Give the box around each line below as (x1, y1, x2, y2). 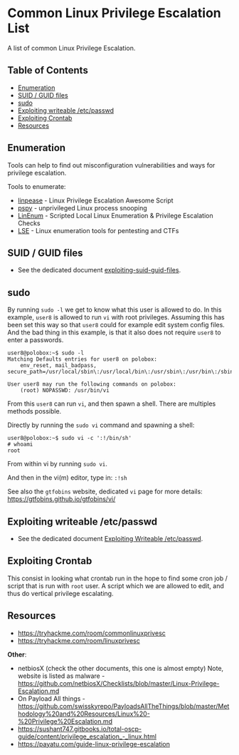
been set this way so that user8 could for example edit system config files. (7, 321, 225, 329)
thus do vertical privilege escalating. (7, 589, 114, 597)
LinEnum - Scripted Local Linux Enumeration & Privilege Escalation (17, 211, 213, 220)
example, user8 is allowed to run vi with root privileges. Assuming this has (7, 313, 225, 322)
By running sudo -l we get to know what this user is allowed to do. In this (7, 305, 222, 314)
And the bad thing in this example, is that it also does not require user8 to (7, 328, 222, 337)
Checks (17, 219, 41, 227)
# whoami (7, 441, 33, 448)
